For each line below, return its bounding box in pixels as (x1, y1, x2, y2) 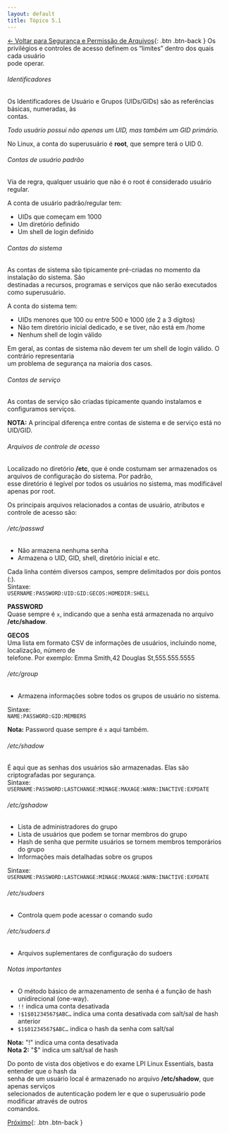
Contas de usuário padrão (7, 156, 85, 164)
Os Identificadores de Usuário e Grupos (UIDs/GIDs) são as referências (7, 97, 214, 105)
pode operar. (7, 59, 45, 67)
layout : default (7, 10, 55, 18)
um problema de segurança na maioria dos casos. (7, 359, 153, 368)
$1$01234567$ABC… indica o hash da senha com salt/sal (17, 1024, 174, 1033)
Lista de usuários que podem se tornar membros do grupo (17, 830, 187, 839)
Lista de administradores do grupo (17, 823, 118, 831)
